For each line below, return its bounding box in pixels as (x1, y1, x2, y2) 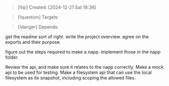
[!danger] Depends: (17, 24, 59, 30)
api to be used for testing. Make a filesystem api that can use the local (5, 69, 152, 75)
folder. (5, 54, 19, 60)
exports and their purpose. (5, 39, 61, 45)
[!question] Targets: (17, 14, 59, 20)
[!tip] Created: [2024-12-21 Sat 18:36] (17, 5, 96, 10)
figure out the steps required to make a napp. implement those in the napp (5, 49, 161, 55)
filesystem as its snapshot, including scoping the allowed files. (5, 75, 136, 80)
